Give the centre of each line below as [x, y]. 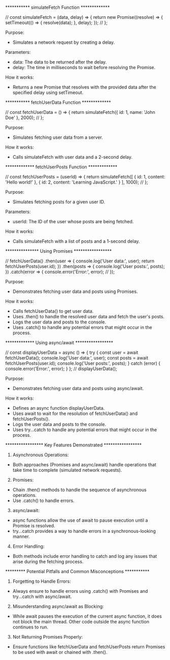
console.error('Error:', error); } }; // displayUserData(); [61, 369]
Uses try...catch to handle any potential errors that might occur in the [85, 430]
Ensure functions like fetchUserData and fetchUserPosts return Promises [89, 647]
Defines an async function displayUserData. [59, 408]
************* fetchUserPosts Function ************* [61, 167]
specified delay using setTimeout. [48, 93]
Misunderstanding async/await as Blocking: [58, 606]
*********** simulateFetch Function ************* [58, 7]
